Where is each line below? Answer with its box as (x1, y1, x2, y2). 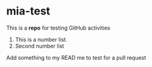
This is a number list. (15, 36, 67, 43)
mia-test (6, 4, 50, 18)
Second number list (15, 42, 64, 49)
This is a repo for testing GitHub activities (6, 24, 111, 31)
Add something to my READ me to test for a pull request (6, 54, 147, 61)
